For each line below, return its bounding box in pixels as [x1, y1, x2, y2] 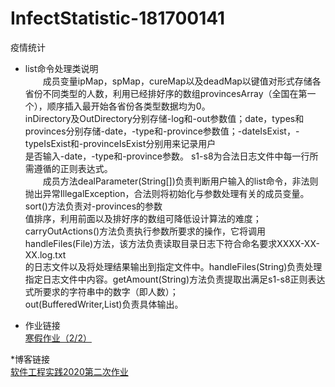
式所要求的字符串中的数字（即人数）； [24, 285, 179, 297]
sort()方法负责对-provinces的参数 [24, 200, 163, 212]
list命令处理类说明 [24, 62, 99, 74]
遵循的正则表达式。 [33, 162, 113, 174]
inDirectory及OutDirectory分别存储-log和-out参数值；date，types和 [24, 112, 305, 124]
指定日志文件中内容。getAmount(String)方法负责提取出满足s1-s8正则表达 [24, 273, 326, 285]
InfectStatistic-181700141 [10, 7, 226, 30]
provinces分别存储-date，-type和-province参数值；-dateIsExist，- [24, 125, 300, 137]
